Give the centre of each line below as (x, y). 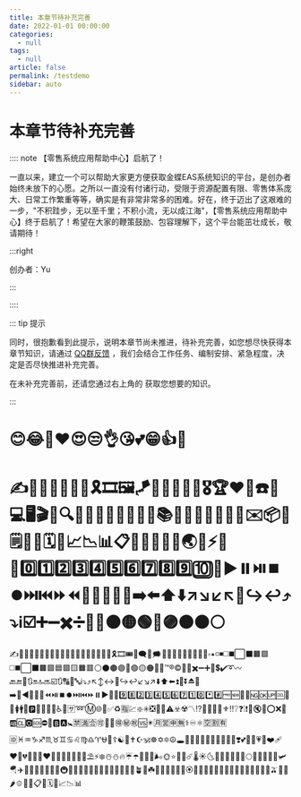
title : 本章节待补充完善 (50, 17)
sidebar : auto (36, 84)
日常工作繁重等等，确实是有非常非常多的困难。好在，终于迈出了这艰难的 (158, 199)
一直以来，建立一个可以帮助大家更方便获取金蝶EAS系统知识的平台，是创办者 (150, 176)
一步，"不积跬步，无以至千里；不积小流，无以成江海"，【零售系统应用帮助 (145, 210)
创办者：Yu (30, 269)
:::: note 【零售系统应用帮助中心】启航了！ (87, 158)
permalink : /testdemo (50, 76)
